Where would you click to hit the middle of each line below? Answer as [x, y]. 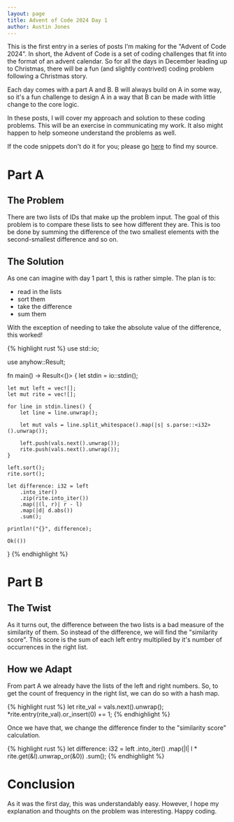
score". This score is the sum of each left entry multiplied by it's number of [115, 640]
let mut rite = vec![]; [42, 395]
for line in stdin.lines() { [50, 407]
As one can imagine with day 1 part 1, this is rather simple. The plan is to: [112, 278]
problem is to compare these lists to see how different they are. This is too [114, 225]
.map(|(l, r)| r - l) [51, 505]
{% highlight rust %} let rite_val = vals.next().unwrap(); [86, 707]
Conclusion [41, 785]
